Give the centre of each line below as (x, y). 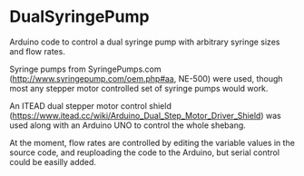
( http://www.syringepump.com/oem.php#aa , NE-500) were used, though (146, 78)
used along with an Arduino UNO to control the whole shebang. (128, 125)
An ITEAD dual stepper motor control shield (91, 105)
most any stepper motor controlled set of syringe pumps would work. (139, 88)
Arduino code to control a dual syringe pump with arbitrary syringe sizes (145, 42)
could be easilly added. (53, 161)
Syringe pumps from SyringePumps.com (85, 69)
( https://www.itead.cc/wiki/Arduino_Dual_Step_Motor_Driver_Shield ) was (145, 115)
